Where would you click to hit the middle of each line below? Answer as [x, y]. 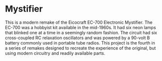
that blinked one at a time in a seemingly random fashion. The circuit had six [81, 32]
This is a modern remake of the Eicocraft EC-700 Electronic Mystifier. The [79, 22]
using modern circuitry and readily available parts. [55, 53]
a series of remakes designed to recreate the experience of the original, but [81, 48]
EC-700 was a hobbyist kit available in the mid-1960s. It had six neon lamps [81, 27]
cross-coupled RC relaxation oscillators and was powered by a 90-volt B [78, 38]
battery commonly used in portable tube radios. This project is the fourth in [80, 43]
